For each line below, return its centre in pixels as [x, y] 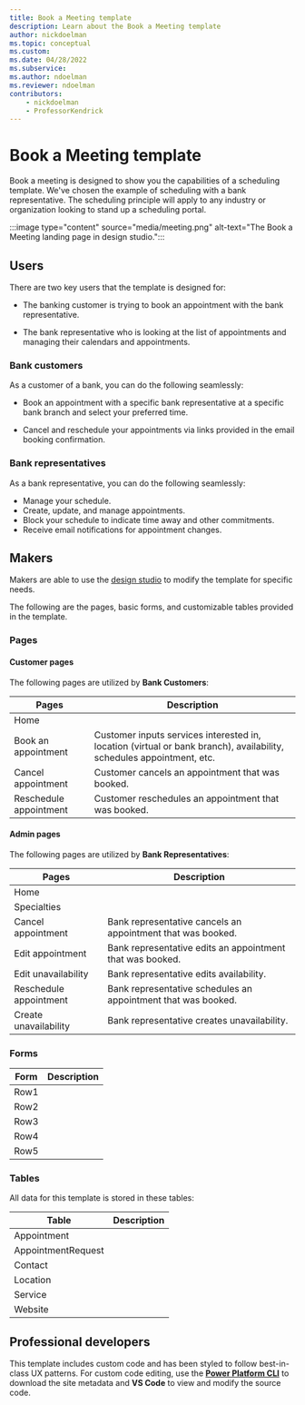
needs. [22, 589]
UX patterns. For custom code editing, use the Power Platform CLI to [160, 1373]
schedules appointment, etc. [155, 757]
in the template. [39, 617]
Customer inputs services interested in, [177, 735]
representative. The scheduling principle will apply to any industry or [138, 200]
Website [31, 1310]
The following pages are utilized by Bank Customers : [109, 682]
